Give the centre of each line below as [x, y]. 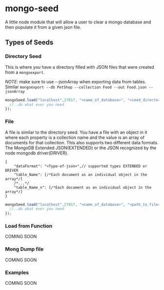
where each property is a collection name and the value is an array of [75, 137]
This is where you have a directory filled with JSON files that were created [80, 67]
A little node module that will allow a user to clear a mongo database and [78, 22]
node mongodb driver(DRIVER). [37, 153]
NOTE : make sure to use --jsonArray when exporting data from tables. [76, 81]
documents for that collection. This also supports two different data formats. [82, 142]
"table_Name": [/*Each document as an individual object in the [81, 174]
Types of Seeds [29, 43]
